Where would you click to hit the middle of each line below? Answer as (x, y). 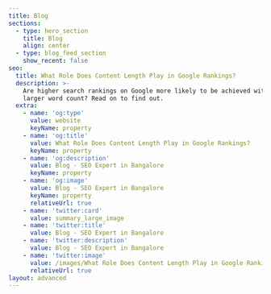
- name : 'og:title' (56, 135)
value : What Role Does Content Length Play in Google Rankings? (140, 143)
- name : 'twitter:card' (63, 210)
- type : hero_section (52, 31)
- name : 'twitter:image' (65, 255)
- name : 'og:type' (54, 114)
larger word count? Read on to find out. (93, 98)
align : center (46, 46)
